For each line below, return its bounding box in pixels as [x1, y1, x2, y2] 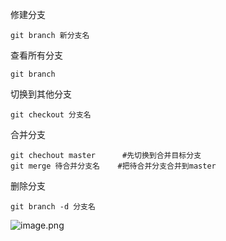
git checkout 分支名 [10, 110, 92, 120]
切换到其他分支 [10, 88, 72, 100]
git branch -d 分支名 [10, 202, 96, 212]
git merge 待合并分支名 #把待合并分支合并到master [10, 161, 217, 171]
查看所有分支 [10, 49, 63, 61]
